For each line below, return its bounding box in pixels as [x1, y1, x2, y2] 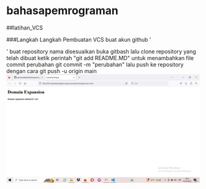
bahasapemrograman [6, 4, 118, 18]
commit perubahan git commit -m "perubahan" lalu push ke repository [6, 61, 184, 68]
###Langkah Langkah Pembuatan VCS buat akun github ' [6, 36, 151, 43]
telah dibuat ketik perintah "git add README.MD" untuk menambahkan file [6, 54, 194, 61]
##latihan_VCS [6, 24, 44, 31]
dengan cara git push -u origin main [6, 67, 97, 74]
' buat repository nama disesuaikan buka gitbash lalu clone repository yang [6, 47, 196, 55]
